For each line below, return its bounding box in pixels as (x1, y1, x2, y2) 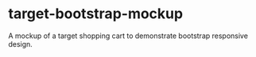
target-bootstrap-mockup (8, 5, 184, 23)
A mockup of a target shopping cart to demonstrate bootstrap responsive (8, 31, 249, 40)
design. (8, 39, 33, 48)
